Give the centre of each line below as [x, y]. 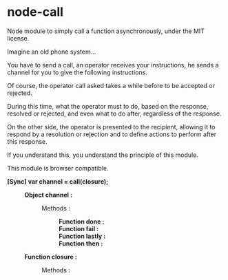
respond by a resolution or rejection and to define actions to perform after [112, 134]
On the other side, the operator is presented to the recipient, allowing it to [111, 127]
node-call [35, 12]
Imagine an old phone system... [52, 52]
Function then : [81, 243]
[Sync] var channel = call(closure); [58, 181]
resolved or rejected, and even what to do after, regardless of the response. [114, 114]
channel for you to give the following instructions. [77, 72]
